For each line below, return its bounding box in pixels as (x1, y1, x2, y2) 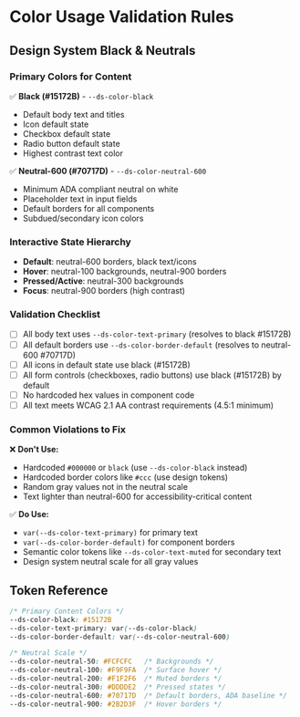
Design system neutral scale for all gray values (22, 556, 199, 567)
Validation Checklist (9, 308, 101, 321)
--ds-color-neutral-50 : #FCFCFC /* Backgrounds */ (9, 657, 214, 667)
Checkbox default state (22, 128, 111, 139)
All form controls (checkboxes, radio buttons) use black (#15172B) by (22, 369, 283, 380)
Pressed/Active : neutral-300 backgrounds (22, 275, 184, 286)
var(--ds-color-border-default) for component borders (22, 536, 235, 548)
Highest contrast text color (22, 148, 123, 159)
